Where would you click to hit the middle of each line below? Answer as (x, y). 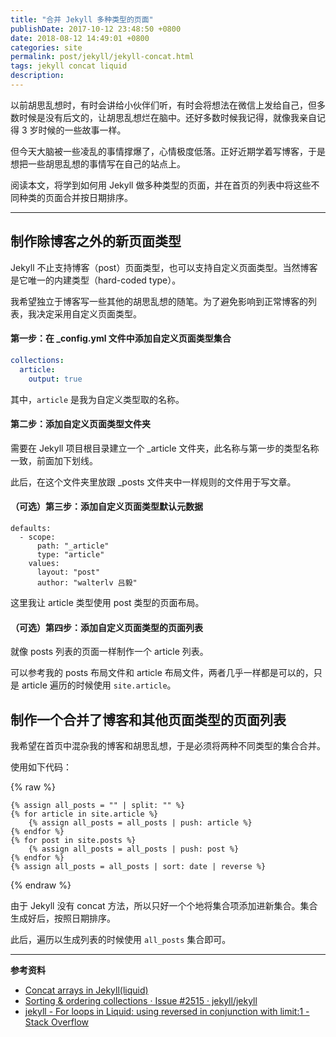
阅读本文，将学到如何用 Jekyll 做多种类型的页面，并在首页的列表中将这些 (161, 185)
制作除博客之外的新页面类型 (96, 241)
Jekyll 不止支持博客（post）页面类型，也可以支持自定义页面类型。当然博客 (164, 267)
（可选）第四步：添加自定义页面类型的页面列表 (106, 627)
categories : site (46, 47)
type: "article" (70, 554)
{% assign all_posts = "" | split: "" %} (98, 805)
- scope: (37, 537)
